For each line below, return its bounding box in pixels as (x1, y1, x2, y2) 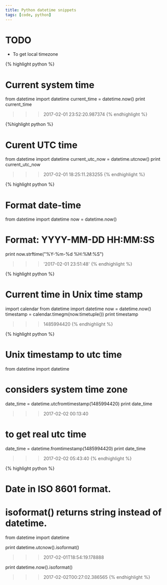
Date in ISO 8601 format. (5, 483, 111, 495)
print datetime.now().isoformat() (5, 564, 73, 571)
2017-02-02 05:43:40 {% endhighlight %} (43, 455, 132, 461)
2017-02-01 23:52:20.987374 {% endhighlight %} (43, 111, 148, 118)
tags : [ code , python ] (5, 12, 52, 17)
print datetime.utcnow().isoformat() (5, 545, 80, 551)
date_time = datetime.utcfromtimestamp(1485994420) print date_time (5, 401, 152, 407)
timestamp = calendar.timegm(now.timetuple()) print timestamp (5, 311, 139, 317)
